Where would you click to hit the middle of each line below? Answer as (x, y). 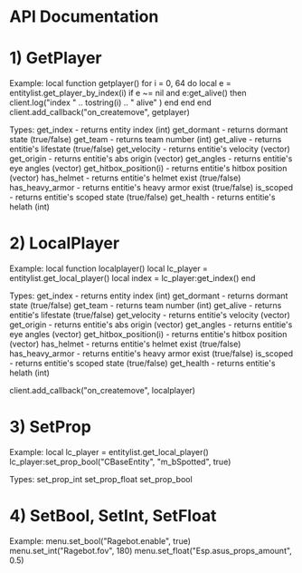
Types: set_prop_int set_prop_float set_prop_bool (101, 479)
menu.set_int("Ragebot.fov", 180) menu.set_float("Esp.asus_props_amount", (151, 550)
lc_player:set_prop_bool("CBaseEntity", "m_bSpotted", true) (120, 461)
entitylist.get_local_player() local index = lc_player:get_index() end (132, 278)
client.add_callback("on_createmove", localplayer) (103, 391)
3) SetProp (51, 427)
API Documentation (84, 17)
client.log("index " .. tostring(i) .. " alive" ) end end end (111, 102)
